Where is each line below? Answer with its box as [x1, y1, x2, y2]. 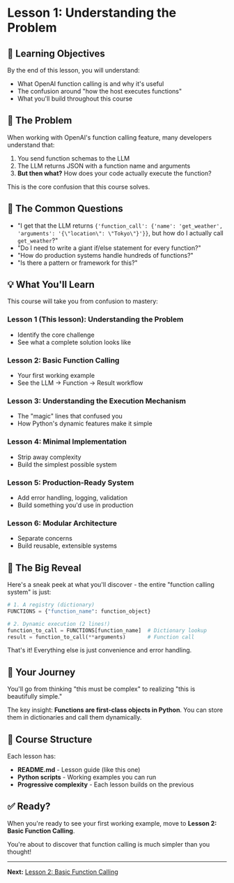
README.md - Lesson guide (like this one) [17, 766, 141, 774]
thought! [7, 847, 32, 856]
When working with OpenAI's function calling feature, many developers [7, 133, 212, 141]
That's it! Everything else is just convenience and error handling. [7, 646, 192, 655]
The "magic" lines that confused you [17, 412, 123, 421]
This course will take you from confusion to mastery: [7, 297, 158, 305]
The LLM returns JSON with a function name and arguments [17, 161, 191, 170]
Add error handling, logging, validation [17, 493, 128, 502]
